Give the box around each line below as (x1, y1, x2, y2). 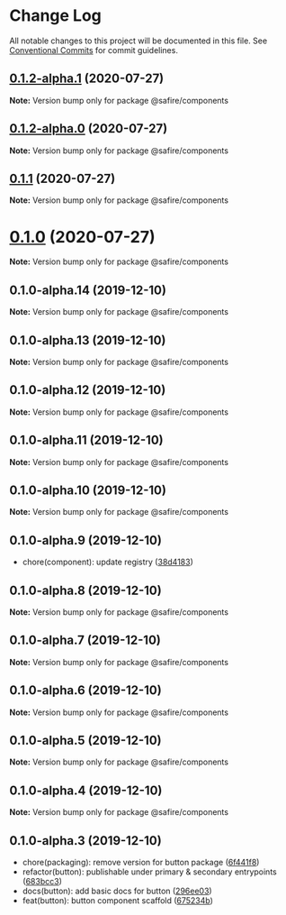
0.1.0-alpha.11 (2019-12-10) (9, 433, 164, 448)
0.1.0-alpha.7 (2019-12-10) (9, 633, 162, 648)
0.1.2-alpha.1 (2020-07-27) (9, 71, 165, 87)
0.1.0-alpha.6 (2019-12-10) (9, 682, 162, 699)
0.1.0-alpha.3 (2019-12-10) (9, 833, 162, 848)
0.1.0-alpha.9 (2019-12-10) (9, 533, 162, 548)
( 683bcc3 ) (22, 876, 63, 887)
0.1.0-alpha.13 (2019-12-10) (9, 333, 166, 348)
